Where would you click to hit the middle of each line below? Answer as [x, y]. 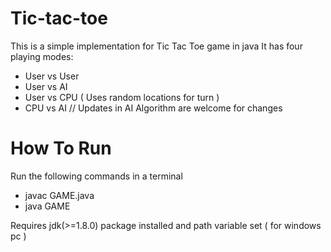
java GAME [47, 206]
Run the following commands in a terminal [96, 176]
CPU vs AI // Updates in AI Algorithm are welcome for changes [153, 108]
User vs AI [46, 86]
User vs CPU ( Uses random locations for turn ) [122, 97]
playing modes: [42, 56]
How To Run [61, 148]
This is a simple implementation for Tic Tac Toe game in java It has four [156, 46]
